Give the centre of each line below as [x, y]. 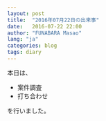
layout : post [26, 13]
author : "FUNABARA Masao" [44, 33]
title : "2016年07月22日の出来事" [53, 20]
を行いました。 [28, 111]
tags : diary [24, 53]
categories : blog [32, 46]
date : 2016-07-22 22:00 [44, 26]
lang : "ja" [23, 39]
